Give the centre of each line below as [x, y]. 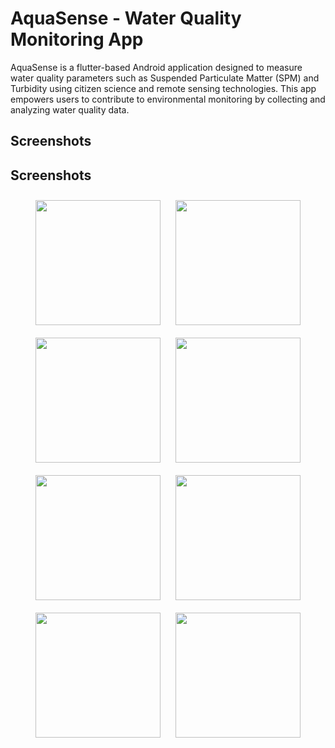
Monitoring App [77, 39]
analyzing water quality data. [70, 109]
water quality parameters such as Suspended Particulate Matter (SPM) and [165, 78]
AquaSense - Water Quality [126, 18]
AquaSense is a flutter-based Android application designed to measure [156, 67]
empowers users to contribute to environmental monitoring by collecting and [168, 99]
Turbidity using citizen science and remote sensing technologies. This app [163, 88]
